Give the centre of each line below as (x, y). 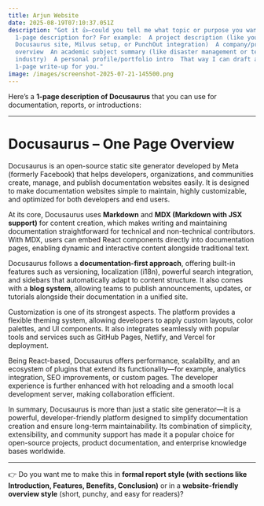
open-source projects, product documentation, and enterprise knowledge (128, 442)
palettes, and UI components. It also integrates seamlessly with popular (124, 328)
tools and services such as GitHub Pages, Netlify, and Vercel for (112, 337)
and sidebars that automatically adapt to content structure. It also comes (126, 279)
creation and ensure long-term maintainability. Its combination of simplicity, (130, 426)
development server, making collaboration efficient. (92, 393)
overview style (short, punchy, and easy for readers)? (96, 493)
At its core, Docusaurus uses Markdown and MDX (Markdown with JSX (125, 214)
